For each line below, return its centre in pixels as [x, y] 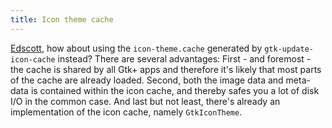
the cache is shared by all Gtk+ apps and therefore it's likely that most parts [166, 69]
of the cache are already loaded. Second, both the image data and [147, 80]
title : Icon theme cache [62, 19]
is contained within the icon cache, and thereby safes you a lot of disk [175, 90]
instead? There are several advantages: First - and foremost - [184, 58]
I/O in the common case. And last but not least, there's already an [145, 101]
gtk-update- [289, 49]
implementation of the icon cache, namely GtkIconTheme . [126, 112]
